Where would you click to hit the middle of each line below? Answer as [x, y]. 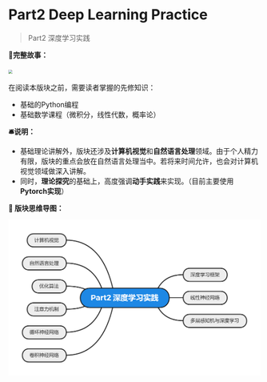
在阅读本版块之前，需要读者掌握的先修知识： [82, 87]
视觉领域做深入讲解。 [55, 171]
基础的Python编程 [49, 104]
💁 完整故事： [28, 54]
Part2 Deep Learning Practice [108, 15]
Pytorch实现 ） [44, 191]
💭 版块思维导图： [36, 208]
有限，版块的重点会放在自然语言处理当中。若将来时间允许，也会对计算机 [139, 161]
